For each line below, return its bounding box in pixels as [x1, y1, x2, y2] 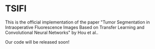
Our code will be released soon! [5, 39, 70, 45]
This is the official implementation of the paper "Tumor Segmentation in [5, 19, 150, 25]
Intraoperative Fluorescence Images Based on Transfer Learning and [5, 24, 145, 30]
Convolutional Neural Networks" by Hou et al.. [5, 29, 98, 35]
